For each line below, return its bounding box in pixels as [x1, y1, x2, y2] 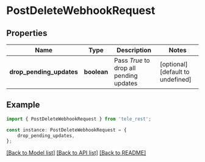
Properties [6, 28, 48, 38]
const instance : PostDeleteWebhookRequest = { [6, 127, 127, 133]
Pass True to [113, 56, 151, 65]
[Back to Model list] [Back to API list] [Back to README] [6, 149, 146, 157]
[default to [159, 68, 190, 76]
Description [117, 46, 151, 54]
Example [6, 100, 40, 110]
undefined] [159, 76, 192, 83]
